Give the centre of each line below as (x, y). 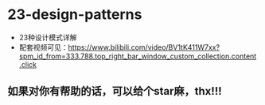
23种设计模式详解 (48, 37)
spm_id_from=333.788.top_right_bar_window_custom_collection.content (138, 56)
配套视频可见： (43, 47)
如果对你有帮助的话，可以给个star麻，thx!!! (115, 91)
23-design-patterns (75, 15)
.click (28, 64)
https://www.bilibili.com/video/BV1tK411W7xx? (144, 47)
